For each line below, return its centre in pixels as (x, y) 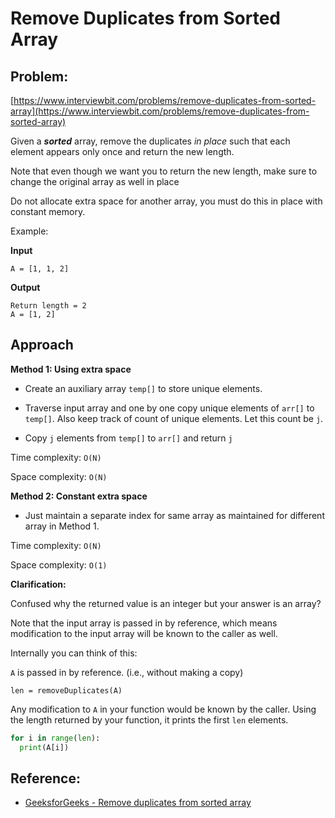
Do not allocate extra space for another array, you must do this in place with (166, 201)
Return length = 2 (48, 306)
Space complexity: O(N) (59, 476)
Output (25, 287)
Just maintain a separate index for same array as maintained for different (174, 515)
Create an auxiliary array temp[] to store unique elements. (143, 388)
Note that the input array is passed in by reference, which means (144, 623)
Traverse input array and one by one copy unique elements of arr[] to (169, 408)
